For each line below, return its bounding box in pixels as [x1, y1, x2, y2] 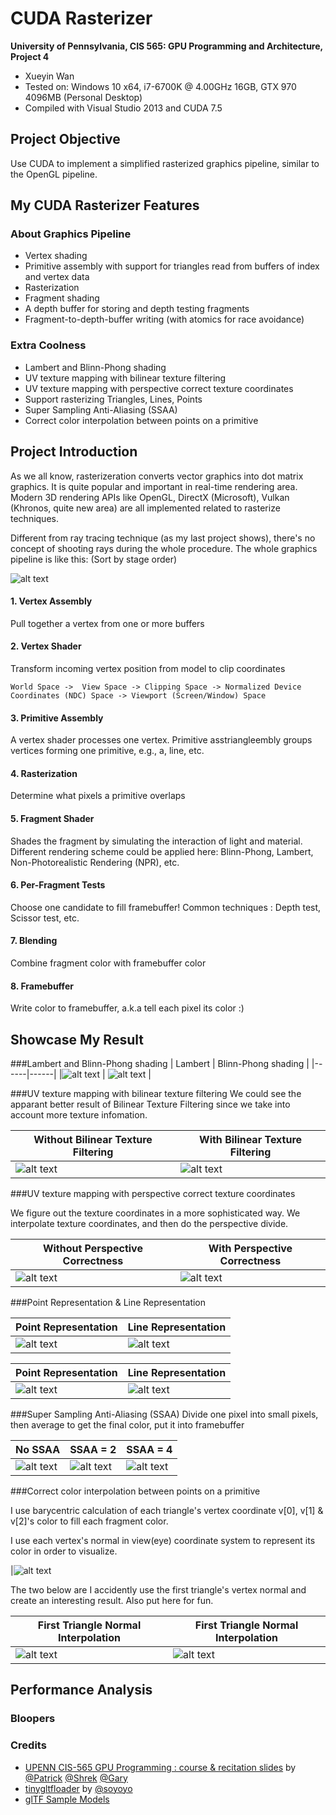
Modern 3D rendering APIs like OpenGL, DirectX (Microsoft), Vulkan [10, 491, 290, 503]
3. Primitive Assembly [10, 712, 104, 724]
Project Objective [10, 131, 121, 148]
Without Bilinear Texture [33, 1132, 153, 1146]
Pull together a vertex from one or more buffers [10, 617, 205, 629]
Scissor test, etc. [10, 912, 80, 924]
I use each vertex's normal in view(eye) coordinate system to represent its [10, 1534, 316, 1546]
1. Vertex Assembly [10, 595, 93, 607]
